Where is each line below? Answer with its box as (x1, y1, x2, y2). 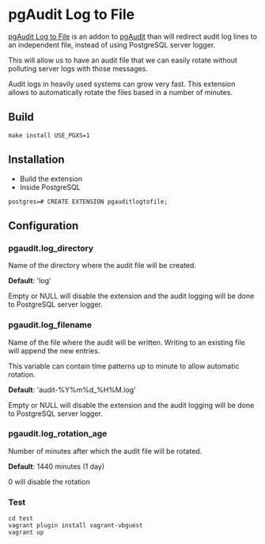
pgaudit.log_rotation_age (8, 429, 108, 440)
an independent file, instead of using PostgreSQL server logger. (8, 40, 216, 49)
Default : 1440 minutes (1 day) (8, 461, 105, 471)
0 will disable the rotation (8, 477, 91, 486)
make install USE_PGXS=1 (8, 131, 90, 139)
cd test (8, 515, 34, 523)
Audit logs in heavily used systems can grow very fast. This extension (8, 79, 236, 89)
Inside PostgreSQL (19, 182, 81, 191)
